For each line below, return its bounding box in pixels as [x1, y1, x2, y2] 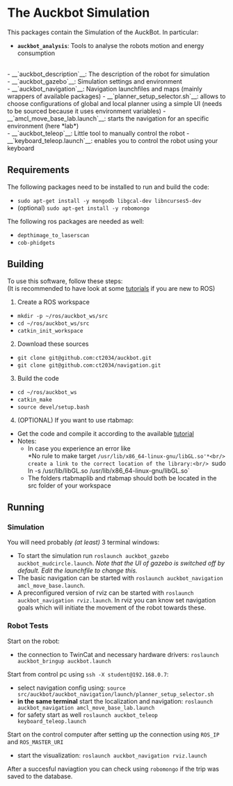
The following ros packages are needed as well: [7, 217, 145, 225]
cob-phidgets [17, 239, 56, 246]
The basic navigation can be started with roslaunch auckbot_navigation [17, 574, 224, 582]
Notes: [17, 437, 37, 445]
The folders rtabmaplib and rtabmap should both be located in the [27, 474, 217, 482]
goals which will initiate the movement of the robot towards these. [17, 603, 207, 612]
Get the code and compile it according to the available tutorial [17, 429, 195, 437]
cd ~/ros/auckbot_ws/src [17, 319, 90, 327]
